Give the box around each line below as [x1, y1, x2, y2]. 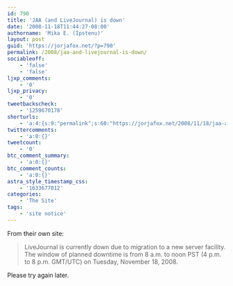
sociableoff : [7, 56, 45, 62]
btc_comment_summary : [7, 152, 70, 160]
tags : [7, 204, 23, 211]
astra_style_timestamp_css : [7, 178, 89, 185]
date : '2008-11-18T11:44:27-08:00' [7, 23, 110, 30]
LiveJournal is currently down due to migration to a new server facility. [24, 242, 226, 251]
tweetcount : [7, 140, 42, 146]
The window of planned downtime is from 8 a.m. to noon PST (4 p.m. [24, 250, 222, 258]
